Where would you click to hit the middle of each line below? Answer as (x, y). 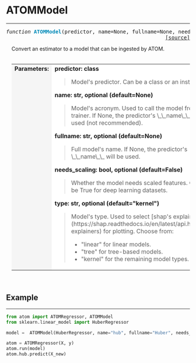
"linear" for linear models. (116, 244)
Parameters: (32, 69)
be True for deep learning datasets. (119, 190)
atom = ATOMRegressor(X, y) (40, 343)
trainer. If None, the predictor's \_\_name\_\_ (131, 115)
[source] (178, 37)
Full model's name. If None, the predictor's (129, 149)
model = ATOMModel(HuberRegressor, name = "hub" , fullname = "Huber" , (90, 333)
